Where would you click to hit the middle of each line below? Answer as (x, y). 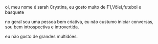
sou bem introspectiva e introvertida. (42, 27)
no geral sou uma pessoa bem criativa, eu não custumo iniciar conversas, (79, 22)
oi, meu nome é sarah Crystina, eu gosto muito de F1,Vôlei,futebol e (73, 7)
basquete (15, 12)
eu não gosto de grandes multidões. (42, 36)
